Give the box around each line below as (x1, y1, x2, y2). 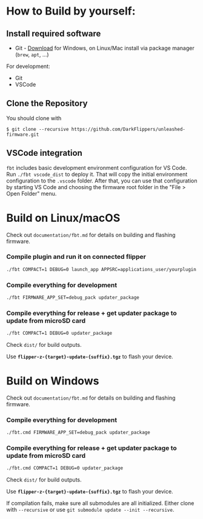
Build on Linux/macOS (6, 211, 121, 225)
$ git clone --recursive (6, 126, 69, 132)
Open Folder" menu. (6, 190, 57, 197)
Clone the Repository (6, 98, 88, 109)
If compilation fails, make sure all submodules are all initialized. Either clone (6, 500, 195, 507)
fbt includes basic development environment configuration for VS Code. (6, 164, 187, 171)
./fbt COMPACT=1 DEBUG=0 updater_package (6, 330, 113, 337)
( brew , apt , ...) (15, 51, 50, 58)
